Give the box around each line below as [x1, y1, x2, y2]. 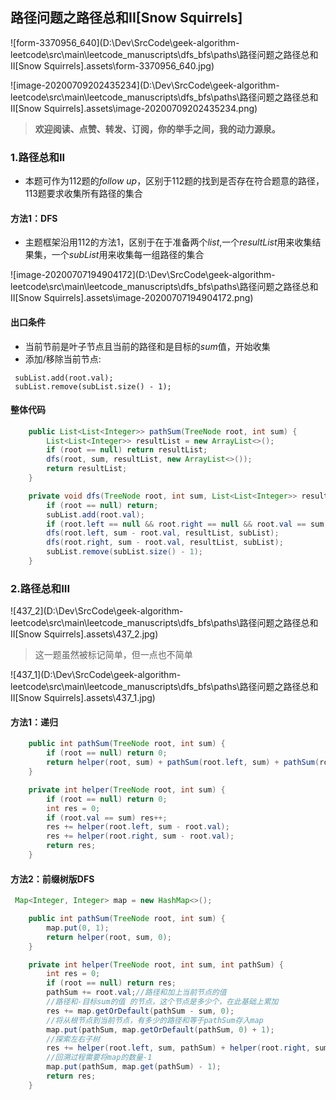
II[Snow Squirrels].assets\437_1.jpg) [10, 692, 156, 704]
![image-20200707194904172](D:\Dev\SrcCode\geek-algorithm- [10, 269, 276, 281]
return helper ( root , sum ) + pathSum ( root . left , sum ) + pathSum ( [46, 758, 320, 768]
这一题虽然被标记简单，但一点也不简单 [34, 649, 193, 661]
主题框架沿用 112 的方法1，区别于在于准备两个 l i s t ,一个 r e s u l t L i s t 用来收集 [24, 236, 313, 248]
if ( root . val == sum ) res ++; [46, 813, 168, 823]
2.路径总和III [10, 581, 70, 595]
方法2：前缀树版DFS [10, 873, 95, 885]
